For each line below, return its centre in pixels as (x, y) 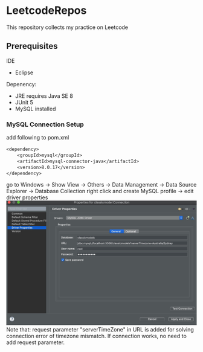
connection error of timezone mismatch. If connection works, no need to (97, 336)
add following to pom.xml (38, 138)
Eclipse (24, 72)
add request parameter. (36, 342)
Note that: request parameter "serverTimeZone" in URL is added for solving (100, 329)
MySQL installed (35, 109)
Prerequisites (32, 46)
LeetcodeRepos (47, 11)
